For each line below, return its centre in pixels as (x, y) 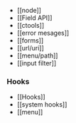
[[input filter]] (37, 63)
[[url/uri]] (30, 48)
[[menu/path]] (37, 55)
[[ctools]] (31, 25)
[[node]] (29, 10)
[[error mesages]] (43, 33)
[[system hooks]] (42, 105)
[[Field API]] (34, 18)
